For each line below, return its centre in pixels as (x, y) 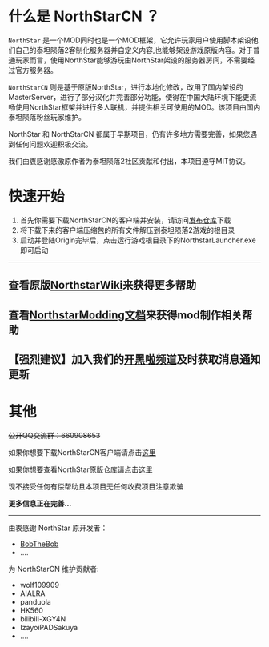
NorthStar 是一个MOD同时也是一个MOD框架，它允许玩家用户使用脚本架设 (130, 40)
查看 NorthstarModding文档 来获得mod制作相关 (125, 315)
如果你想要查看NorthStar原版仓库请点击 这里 (81, 469)
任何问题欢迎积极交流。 (54, 144)
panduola (36, 601)
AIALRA (32, 593)
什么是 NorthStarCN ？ (84, 16)
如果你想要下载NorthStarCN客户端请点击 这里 (82, 452)
